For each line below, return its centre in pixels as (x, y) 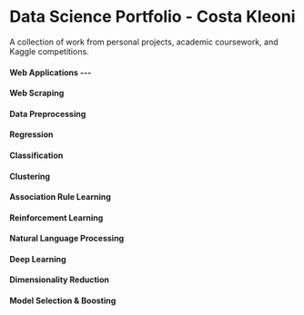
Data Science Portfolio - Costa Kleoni (152, 17)
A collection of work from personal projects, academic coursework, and (144, 42)
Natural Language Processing (67, 239)
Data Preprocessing (48, 113)
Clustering (30, 176)
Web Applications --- (51, 72)
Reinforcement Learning (56, 217)
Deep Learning (38, 259)
